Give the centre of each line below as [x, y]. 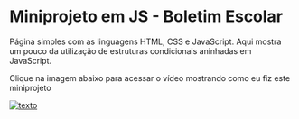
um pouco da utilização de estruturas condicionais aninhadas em [131, 50]
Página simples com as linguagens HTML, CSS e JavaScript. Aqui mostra [145, 41]
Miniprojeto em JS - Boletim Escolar [146, 17]
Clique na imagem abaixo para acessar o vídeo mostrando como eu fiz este [150, 78]
